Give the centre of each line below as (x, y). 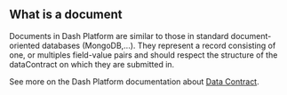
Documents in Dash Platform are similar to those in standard (119, 36)
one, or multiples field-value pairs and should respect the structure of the (143, 55)
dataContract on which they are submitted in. (92, 64)
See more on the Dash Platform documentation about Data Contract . (134, 81)
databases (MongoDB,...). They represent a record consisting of (159, 45)
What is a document (66, 15)
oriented (24, 45)
